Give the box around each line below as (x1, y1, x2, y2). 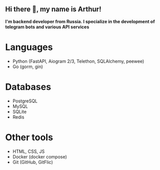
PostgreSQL (12, 98, 38, 104)
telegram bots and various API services (5, 24, 90, 30)
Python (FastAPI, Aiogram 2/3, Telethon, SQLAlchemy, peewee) (12, 58, 144, 64)
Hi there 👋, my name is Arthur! (5, 5, 102, 14)
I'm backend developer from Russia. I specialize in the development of (5, 18, 155, 24)
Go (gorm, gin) (12, 64, 43, 70)
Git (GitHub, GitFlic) (12, 159, 53, 165)
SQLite (12, 108, 27, 115)
